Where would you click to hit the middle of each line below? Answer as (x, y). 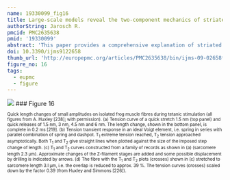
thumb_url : (23, 58)
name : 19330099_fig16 (38, 13)
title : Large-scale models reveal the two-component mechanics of (104, 20)
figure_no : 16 (27, 64)
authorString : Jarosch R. (44, 26)
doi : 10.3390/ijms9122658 (44, 52)
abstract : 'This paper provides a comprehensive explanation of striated (115, 45)
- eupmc (24, 77)
